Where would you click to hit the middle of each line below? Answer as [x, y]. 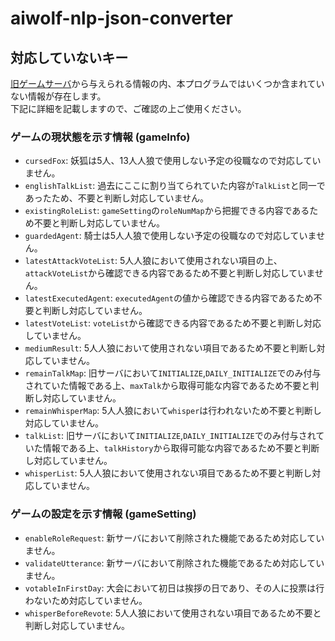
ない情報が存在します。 [58, 96]
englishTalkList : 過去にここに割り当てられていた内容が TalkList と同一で [175, 186]
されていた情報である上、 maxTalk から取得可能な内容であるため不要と [167, 386]
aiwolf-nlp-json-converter [122, 18]
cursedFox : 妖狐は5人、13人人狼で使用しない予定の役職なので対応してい [173, 161]
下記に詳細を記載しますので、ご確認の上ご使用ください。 [128, 108]
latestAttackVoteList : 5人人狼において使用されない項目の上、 [153, 261]
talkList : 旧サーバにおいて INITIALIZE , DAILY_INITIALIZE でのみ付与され [170, 436]
